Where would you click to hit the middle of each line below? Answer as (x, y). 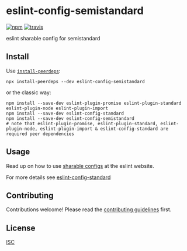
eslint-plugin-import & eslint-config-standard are (104, 129)
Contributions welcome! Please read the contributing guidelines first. (89, 209)
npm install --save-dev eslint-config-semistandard (70, 118)
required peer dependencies (40, 134)
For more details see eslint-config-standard (58, 177)
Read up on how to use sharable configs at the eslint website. (80, 166)
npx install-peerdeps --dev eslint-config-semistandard (75, 81)
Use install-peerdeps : (33, 71)
